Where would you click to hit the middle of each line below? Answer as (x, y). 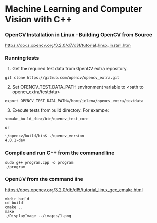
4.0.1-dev (15, 140)
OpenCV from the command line (44, 179)
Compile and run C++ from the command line (60, 153)
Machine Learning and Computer (74, 9)
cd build (14, 203)
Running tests (22, 58)
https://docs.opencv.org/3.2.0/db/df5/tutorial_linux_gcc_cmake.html (74, 190)
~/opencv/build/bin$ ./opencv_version (45, 136)
